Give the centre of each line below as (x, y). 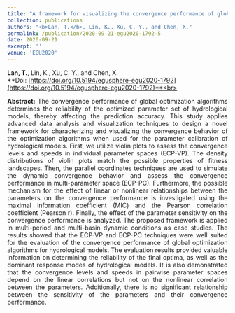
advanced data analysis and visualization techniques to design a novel (117, 123)
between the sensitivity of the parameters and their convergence (117, 294)
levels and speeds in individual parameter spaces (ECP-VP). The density (117, 153)
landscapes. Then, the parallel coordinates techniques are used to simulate (117, 168)
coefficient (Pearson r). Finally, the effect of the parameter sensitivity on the (117, 213)
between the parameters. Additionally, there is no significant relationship (117, 287)
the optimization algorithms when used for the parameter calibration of (117, 138)
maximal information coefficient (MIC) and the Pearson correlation (117, 205)
